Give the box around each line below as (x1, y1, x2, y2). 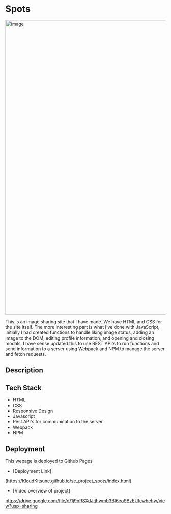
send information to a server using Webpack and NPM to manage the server (5, 346, 165, 352)
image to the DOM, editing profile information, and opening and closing (5, 334, 154, 341)
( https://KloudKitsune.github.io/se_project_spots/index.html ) (5, 478, 132, 484)
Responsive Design (12, 408, 53, 414)
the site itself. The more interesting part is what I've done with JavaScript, (5, 324, 160, 330)
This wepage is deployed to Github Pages (5, 458, 93, 464)
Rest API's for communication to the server (12, 419, 103, 425)
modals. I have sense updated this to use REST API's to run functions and (5, 340, 159, 346)
